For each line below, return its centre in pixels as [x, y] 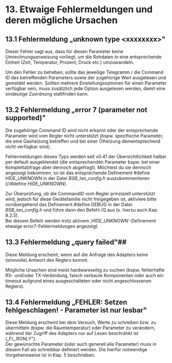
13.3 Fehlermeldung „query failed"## [66, 242]
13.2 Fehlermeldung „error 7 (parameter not [76, 110]
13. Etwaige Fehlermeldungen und [79, 9]
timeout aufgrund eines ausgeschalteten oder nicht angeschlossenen [79, 281]
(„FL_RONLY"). [21, 339]
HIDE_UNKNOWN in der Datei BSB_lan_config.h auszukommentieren [78, 178]
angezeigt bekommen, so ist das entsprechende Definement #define [78, 173]
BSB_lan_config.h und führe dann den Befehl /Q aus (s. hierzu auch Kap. [82, 210]
